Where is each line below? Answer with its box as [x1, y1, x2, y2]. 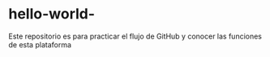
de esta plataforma [8, 39, 71, 49]
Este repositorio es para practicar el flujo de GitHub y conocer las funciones [8, 31, 262, 41]
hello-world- [8, 5, 96, 23]
